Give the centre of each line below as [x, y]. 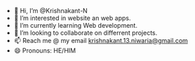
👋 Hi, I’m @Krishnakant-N [51, 11]
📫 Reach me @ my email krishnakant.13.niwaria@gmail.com [101, 41]
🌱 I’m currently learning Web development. [76, 25]
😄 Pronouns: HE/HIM [45, 51]
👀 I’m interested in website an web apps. [72, 18]
